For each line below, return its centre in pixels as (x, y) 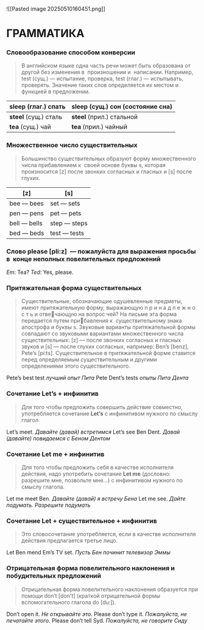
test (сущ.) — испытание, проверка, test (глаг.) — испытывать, (102, 79)
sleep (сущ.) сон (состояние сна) (122, 107)
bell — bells (26, 223)
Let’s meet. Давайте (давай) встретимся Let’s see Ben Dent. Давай (93, 432)
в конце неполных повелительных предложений (83, 259)
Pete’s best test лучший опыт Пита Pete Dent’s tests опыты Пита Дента (97, 378)
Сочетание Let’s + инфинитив (52, 394)
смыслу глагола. (43, 487)
